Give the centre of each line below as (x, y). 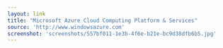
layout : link (27, 14)
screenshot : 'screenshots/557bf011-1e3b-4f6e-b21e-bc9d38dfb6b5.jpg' (112, 34)
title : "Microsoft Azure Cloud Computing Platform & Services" (103, 20)
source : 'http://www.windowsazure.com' (66, 27)
